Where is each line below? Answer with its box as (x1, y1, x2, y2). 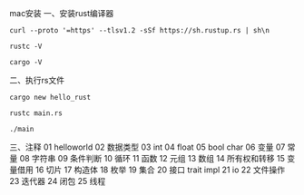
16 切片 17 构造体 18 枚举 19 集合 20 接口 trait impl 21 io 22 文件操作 (34, 164, 286, 175)
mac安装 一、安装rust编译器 (9, 8, 114, 18)
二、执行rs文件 (9, 75, 65, 85)
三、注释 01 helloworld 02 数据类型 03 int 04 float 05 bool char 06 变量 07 (9, 141, 286, 152)
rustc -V (9, 42, 43, 51)
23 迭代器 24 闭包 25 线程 (9, 176, 106, 186)
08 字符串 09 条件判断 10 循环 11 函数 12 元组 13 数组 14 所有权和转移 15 (19, 153, 286, 163)
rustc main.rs (9, 109, 64, 118)
